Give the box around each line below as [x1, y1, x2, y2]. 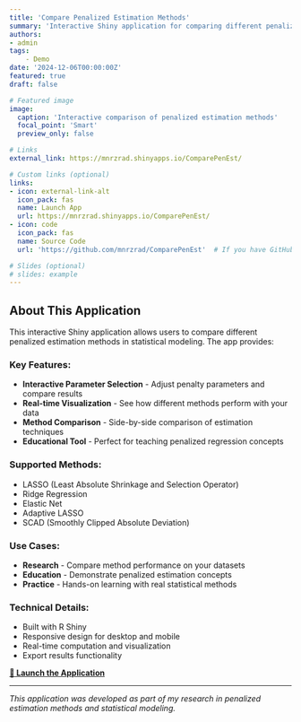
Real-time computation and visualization [21, 640, 171, 651]
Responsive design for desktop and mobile [21, 631, 181, 642]
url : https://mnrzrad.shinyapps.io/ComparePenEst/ [17, 212, 211, 221]
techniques [21, 427, 64, 438]
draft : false [9, 80, 58, 89]
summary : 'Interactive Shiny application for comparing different [9, 22, 262, 30]
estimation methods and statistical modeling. [9, 703, 176, 714]
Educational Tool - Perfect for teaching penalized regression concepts [21, 436, 284, 447]
